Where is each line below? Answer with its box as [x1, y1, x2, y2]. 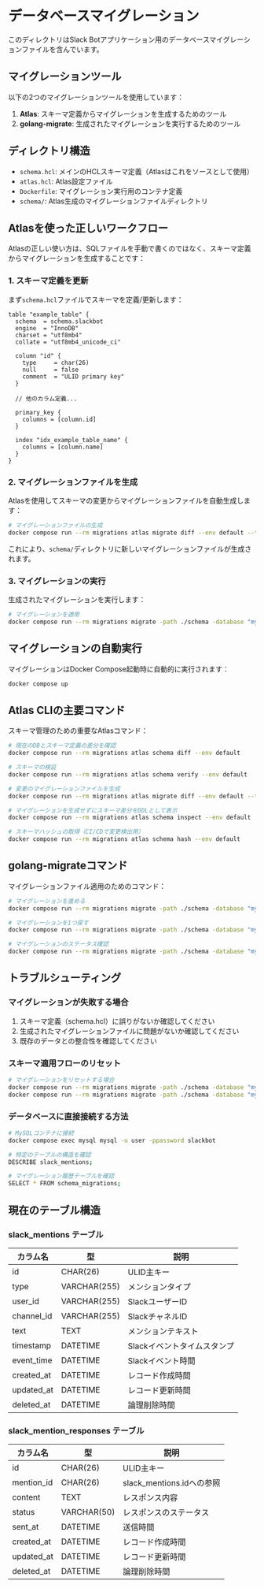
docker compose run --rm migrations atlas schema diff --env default [8, 749, 241, 757]
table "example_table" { [8, 311, 90, 318]
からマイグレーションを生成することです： [8, 254, 146, 263]
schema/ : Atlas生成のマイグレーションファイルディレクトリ [19, 196, 208, 206]
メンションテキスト [127, 1326, 199, 1337]
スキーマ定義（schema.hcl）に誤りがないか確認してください [19, 1016, 215, 1025]
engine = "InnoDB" [15, 324, 79, 332]
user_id [12, 1296, 39, 1307]
